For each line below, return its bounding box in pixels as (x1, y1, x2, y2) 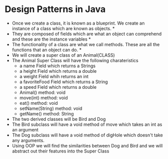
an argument (12, 126, 39, 132)
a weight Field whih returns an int (19, 73, 89, 79)
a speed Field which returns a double (19, 84, 97, 90)
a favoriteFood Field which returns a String (19, 79, 108, 85)
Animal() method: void (19, 89, 66, 95)
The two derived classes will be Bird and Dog (12, 116, 106, 122)
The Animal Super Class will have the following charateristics (12, 57, 139, 63)
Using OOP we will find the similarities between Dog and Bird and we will (12, 142, 163, 148)
